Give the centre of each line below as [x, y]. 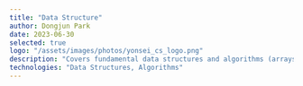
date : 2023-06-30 [42, 34]
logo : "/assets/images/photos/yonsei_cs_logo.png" [106, 51]
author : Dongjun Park [50, 26]
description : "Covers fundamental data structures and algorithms [137, 59]
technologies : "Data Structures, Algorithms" [96, 68]
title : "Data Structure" [56, 17]
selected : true [38, 43]
